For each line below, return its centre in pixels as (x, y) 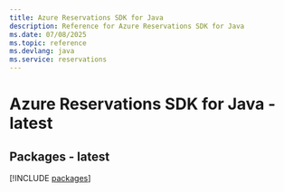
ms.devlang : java (42, 51)
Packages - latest (60, 156)
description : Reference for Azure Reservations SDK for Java (127, 26)
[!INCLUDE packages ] (50, 178)
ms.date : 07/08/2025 (48, 34)
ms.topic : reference (48, 43)
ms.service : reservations (58, 59)
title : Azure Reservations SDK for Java (87, 18)
